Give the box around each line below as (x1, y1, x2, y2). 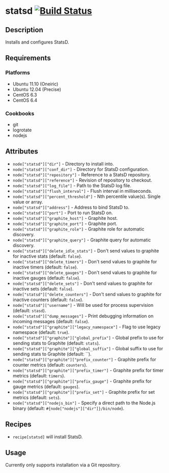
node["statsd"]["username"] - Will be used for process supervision (12, 302, 154, 308)
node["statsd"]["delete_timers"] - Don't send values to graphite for (12, 258, 157, 264)
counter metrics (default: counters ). (12, 362, 88, 368)
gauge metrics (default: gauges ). (12, 384, 80, 390)
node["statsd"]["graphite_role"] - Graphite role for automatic (12, 226, 145, 232)
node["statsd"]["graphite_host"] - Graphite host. (12, 215, 118, 221)
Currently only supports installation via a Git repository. (5, 462, 121, 468)
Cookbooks (5, 110, 35, 117)
